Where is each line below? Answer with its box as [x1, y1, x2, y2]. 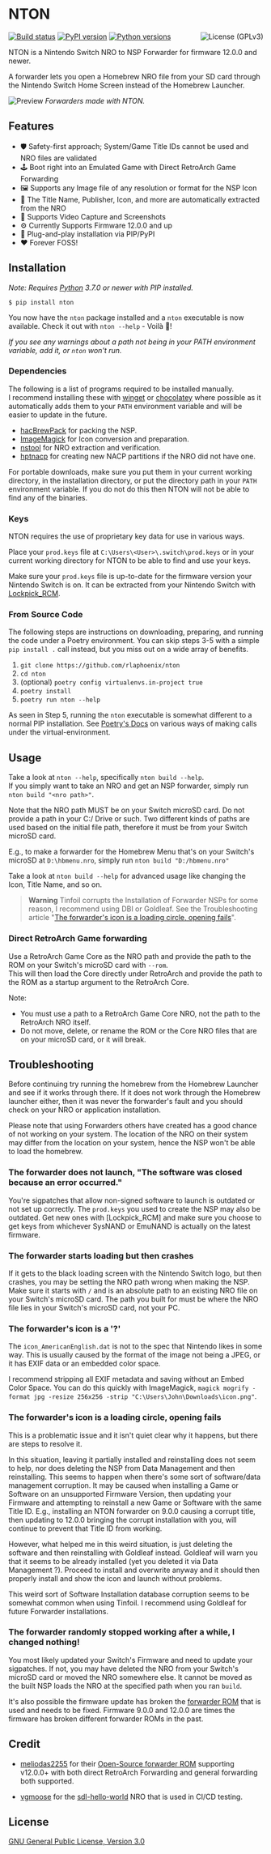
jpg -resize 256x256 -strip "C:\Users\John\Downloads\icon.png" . [33, 1392, 257, 1401]
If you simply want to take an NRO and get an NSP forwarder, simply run [8, 781, 249, 791]
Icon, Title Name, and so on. [8, 880, 103, 889]
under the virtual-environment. [8, 727, 111, 737]
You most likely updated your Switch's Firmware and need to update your [8, 1655, 253, 1664]
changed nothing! [8, 1637, 80, 1648]
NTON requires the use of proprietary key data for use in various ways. [8, 531, 245, 541]
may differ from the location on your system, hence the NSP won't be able [8, 1138, 256, 1148]
